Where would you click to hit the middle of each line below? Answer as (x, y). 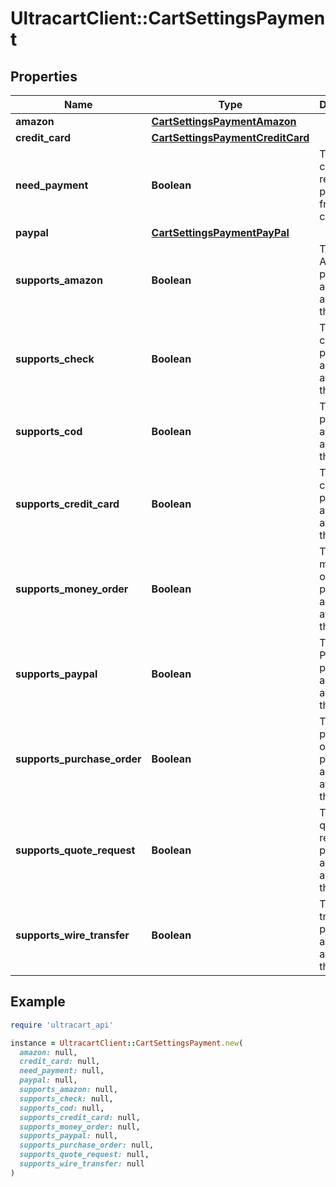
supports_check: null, (66, 1098)
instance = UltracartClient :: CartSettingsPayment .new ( (127, 1043)
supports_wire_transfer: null (82, 1164)
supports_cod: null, (62, 1108)
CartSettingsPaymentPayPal (220, 232)
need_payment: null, (62, 1071)
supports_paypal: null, (68, 1136)
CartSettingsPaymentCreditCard (230, 137)
